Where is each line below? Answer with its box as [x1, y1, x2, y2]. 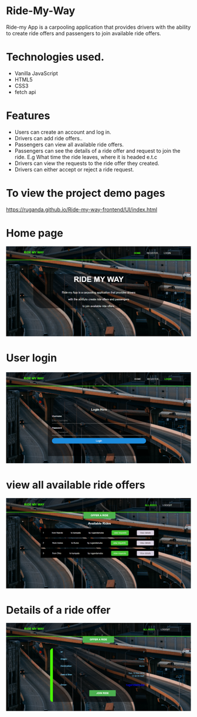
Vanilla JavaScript [14, 69, 59, 77]
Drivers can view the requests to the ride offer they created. [14, 160, 159, 167]
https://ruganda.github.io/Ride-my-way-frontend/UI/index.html [6, 206, 157, 213]
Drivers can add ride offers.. [14, 134, 83, 142]
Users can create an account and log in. [14, 128, 111, 136]
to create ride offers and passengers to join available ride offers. [6, 29, 161, 36]
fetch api [14, 88, 36, 95]
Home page [6, 226, 63, 240]
